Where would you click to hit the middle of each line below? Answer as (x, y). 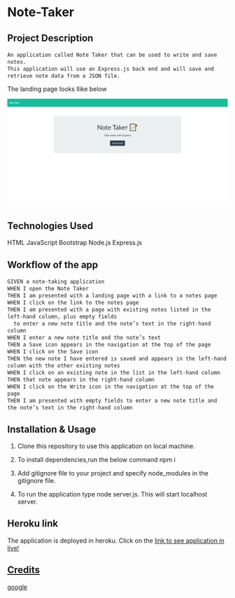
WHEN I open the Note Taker (48, 289)
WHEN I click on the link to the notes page (73, 303)
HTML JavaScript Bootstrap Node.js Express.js (74, 243)
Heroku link (33, 523)
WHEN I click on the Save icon (53, 352)
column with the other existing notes (64, 366)
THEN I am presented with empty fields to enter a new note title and (112, 401)
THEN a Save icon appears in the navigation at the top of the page (109, 345)
